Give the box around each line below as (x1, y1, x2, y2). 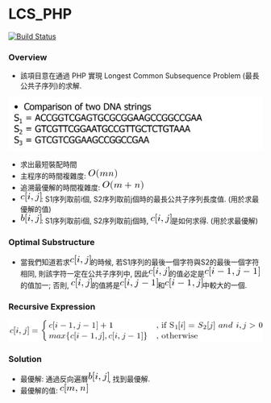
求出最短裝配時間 (19, 160, 77, 169)
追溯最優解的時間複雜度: (19, 183, 101, 193)
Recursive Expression (8, 301, 96, 313)
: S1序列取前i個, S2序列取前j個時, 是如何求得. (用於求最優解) (40, 216, 258, 226)
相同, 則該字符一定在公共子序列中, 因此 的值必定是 (19, 269, 205, 279)
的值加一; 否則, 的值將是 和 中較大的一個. (19, 280, 248, 290)
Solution (8, 354, 43, 365)
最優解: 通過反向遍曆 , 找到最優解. (19, 374, 151, 384)
